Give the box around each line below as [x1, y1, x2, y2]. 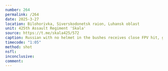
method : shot [5, 44, 32, 49]
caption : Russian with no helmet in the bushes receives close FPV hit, [5, 35, 160, 40]
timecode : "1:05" [5, 40, 41, 45]
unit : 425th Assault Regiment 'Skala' [5, 26, 86, 31]
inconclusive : [5, 53, 35, 59]
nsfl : [5, 49, 16, 54]
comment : [5, 58, 23, 63]
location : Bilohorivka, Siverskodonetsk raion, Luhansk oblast [5, 21, 140, 26]
